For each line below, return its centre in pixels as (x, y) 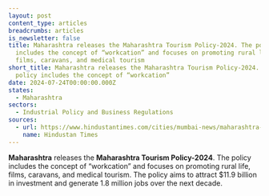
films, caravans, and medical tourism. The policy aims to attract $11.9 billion (133, 174)
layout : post (30, 16)
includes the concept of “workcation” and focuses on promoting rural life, (129, 166)
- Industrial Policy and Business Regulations (94, 113)
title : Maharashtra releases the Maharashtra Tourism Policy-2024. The (130, 46)
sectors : (23, 105)
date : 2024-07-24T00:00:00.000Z (62, 82)
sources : (23, 120)
